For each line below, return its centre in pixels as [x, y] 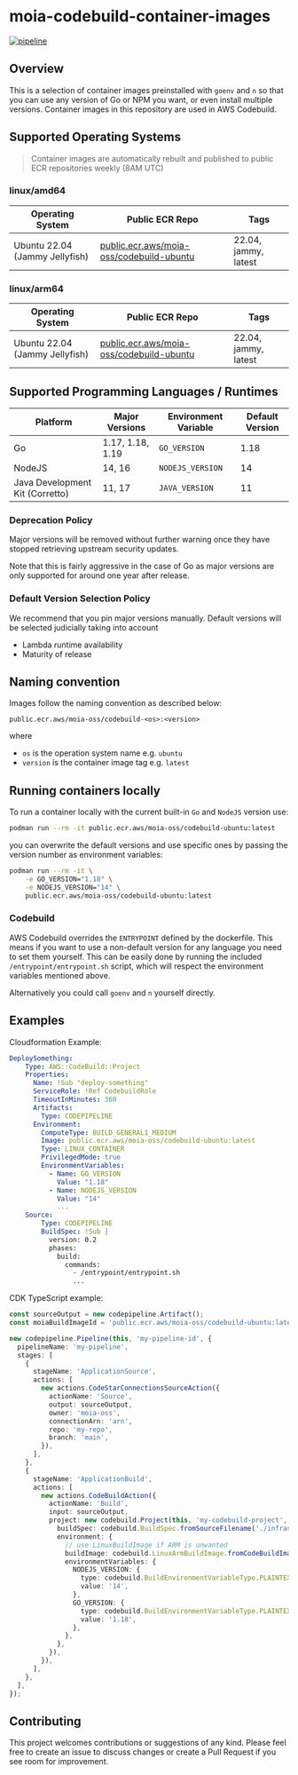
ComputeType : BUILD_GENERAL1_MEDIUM [109, 1133]
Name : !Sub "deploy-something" [90, 1083]
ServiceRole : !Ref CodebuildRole [94, 1091]
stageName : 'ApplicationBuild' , [92, 1479]
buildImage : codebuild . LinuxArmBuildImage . [146, 1553]
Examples [37, 1021]
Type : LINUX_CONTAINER [83, 1149]
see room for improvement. [59, 1762]
